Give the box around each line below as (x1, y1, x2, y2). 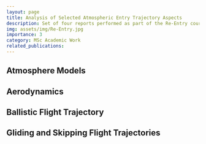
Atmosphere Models (6, 65, 86, 76)
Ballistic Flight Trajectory (6, 107, 104, 118)
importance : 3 (6, 32, 43, 38)
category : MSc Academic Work (6, 37, 81, 43)
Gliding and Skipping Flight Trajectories (6, 128, 161, 138)
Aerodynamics (6, 86, 64, 96)
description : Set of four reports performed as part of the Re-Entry (6, 20, 188, 26)
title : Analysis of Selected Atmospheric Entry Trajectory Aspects (6, 15, 183, 21)
